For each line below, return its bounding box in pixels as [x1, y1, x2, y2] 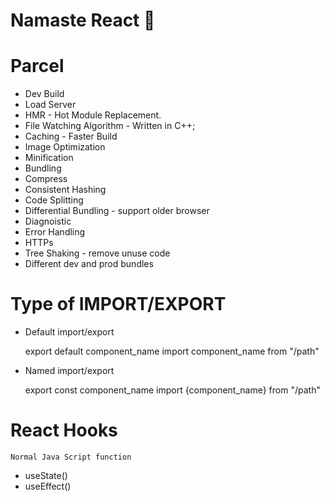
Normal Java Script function [10, 452, 132, 462]
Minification [24, 152, 74, 164]
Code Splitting [24, 194, 84, 206]
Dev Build [24, 88, 65, 100]
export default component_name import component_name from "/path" [24, 345, 320, 358]
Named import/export [24, 365, 115, 377]
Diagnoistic [24, 215, 72, 228]
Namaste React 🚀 [10, 9, 156, 32]
